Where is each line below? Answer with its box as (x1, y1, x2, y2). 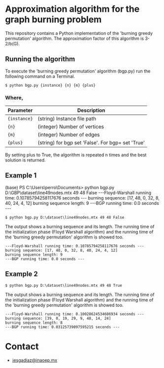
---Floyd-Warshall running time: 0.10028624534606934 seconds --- (5, 311, 144, 316)
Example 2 (5, 270, 38, 278)
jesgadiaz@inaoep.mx (12, 357, 58, 363)
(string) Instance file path (37, 115, 97, 122)
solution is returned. (5, 157, 46, 163)
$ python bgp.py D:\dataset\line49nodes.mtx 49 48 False (5, 215, 125, 220)
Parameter (7, 107, 33, 114)
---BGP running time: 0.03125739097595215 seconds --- (5, 324, 120, 330)
